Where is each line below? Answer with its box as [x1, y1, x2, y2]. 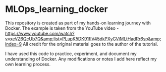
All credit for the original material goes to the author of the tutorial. [23, 41, 158, 47]
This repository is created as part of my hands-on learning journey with [5, 20, 151, 26]
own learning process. [5, 61, 51, 67]
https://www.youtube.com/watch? [5, 30, 75, 36]
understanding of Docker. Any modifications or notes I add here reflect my [5, 56, 157, 62]
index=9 [5, 41, 22, 47]
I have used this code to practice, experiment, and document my [5, 51, 137, 57]
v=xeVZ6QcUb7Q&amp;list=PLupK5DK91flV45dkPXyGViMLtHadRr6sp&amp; [5, 36, 162, 42]
